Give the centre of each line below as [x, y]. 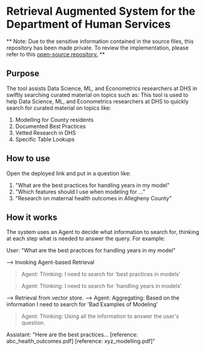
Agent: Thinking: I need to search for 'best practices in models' [101, 274]
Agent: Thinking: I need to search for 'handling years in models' [101, 286]
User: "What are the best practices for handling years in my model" [91, 251]
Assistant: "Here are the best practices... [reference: [72, 334]
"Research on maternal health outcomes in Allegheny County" [93, 198]
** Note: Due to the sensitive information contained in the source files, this [100, 41]
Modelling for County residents [54, 119]
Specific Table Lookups [45, 139]
